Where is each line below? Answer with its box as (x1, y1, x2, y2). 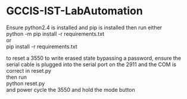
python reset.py (6, 79, 45, 87)
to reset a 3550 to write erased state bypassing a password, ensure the (6, 54, 182, 61)
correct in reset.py (6, 67, 52, 74)
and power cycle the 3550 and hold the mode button (6, 86, 135, 93)
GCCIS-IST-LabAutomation (6, 4, 143, 18)
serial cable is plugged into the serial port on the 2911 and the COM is (6, 61, 177, 68)
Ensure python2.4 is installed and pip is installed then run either (6, 24, 163, 31)
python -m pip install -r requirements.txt (6, 30, 105, 37)
